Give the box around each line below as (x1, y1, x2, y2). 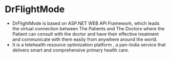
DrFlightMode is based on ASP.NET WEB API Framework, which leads (12, 20, 160, 26)
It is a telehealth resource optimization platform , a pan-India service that (12, 41, 166, 47)
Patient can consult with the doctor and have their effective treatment (12, 31, 159, 37)
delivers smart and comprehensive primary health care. (12, 47, 130, 53)
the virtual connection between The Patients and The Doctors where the (12, 25, 165, 31)
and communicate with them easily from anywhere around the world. (12, 36, 158, 42)
